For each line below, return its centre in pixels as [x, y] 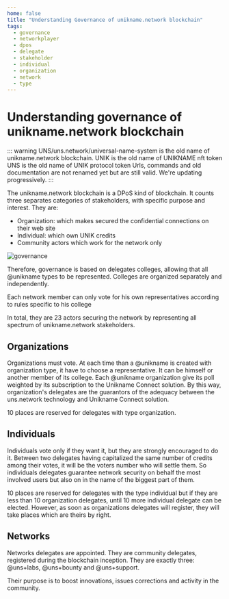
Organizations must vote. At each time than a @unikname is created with [109, 363]
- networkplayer [36, 39]
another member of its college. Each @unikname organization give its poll [111, 378]
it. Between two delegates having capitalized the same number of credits [110, 458]
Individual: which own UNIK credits [66, 235]
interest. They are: [33, 208]
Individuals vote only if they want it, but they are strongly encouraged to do [113, 450]
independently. [28, 284]
